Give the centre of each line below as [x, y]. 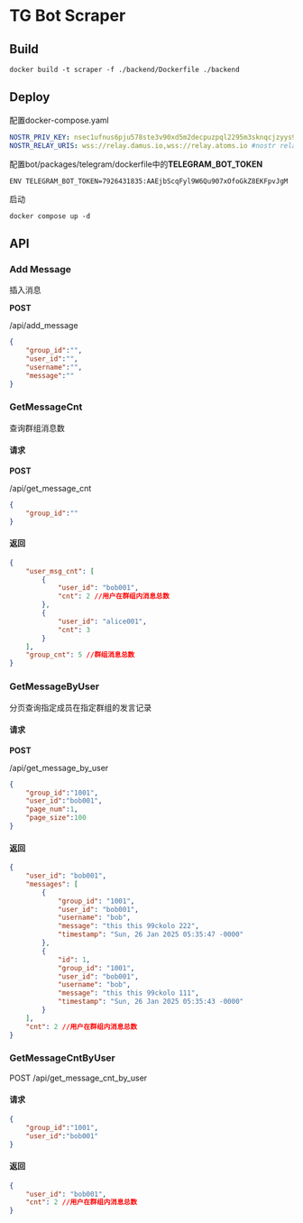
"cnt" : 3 [74, 630]
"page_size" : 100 [56, 818]
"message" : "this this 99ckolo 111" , [129, 993]
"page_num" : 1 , [52, 809]
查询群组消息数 [37, 428]
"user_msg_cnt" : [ [60, 571]
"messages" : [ [52, 884]
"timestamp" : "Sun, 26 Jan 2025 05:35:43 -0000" [151, 1002]
